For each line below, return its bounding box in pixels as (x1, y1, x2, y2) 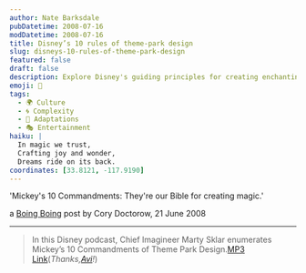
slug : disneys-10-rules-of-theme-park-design (9, 47, 185, 56)
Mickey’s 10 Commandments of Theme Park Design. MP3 (31, 244, 246, 255)
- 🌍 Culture (17, 97, 66, 107)
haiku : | (9, 132, 43, 141)
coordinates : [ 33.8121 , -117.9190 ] (9, 166, 145, 175)
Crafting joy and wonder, (17, 148, 117, 157)
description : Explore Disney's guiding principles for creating (9, 73, 259, 82)
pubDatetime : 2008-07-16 (9, 22, 104, 31)
